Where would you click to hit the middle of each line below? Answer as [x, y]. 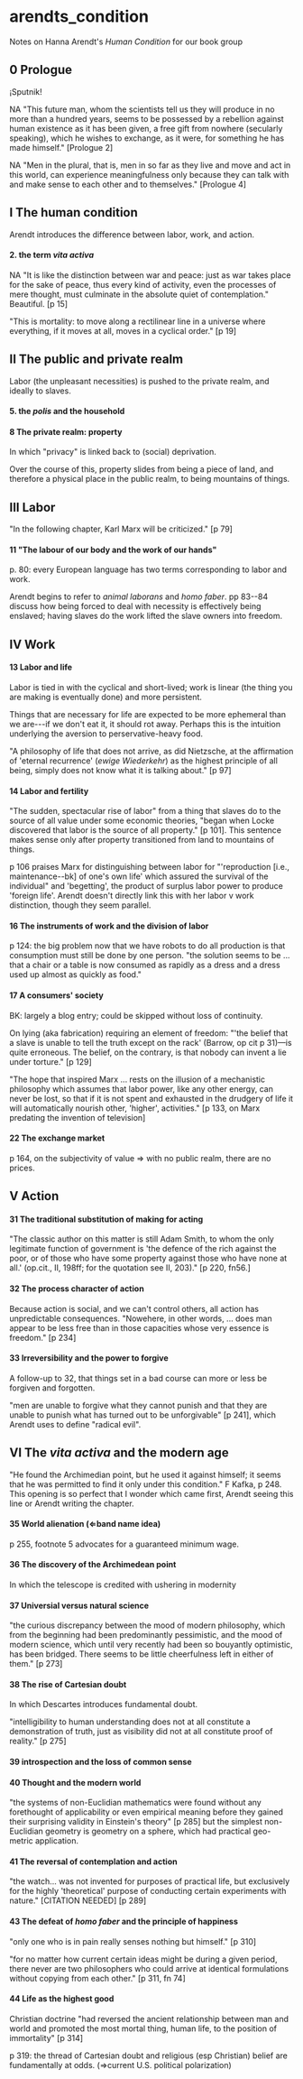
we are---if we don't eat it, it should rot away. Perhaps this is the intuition [145, 724]
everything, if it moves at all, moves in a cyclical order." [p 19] [123, 330]
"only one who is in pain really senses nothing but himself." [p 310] [133, 1941]
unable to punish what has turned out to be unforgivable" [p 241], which [143, 1415]
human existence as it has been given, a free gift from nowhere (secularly [146, 128]
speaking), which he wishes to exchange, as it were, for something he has [147, 138]
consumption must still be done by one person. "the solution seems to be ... [150, 956]
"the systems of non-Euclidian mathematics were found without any [135, 1803]
